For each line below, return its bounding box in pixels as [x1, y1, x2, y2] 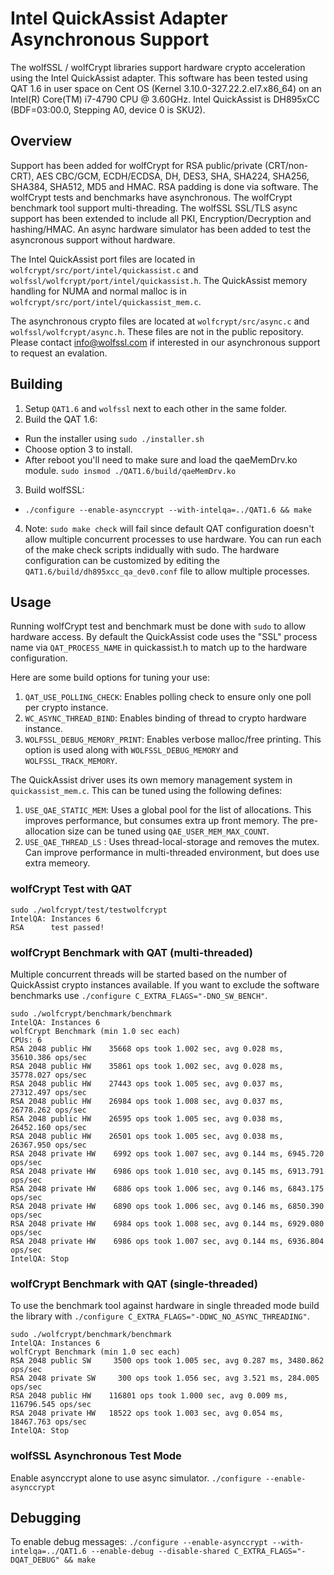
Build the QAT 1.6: [24, 413, 98, 425]
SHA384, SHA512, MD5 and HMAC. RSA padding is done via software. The [10, 180, 319, 192]
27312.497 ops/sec [10, 1087, 87, 1097]
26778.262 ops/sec [10, 1105, 87, 1115]
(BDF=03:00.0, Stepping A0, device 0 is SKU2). [10, 103, 206, 116]
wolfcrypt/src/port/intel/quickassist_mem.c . [10, 295, 202, 307]
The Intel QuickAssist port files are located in [10, 253, 196, 265]
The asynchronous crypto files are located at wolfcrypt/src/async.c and [10, 315, 310, 327]
